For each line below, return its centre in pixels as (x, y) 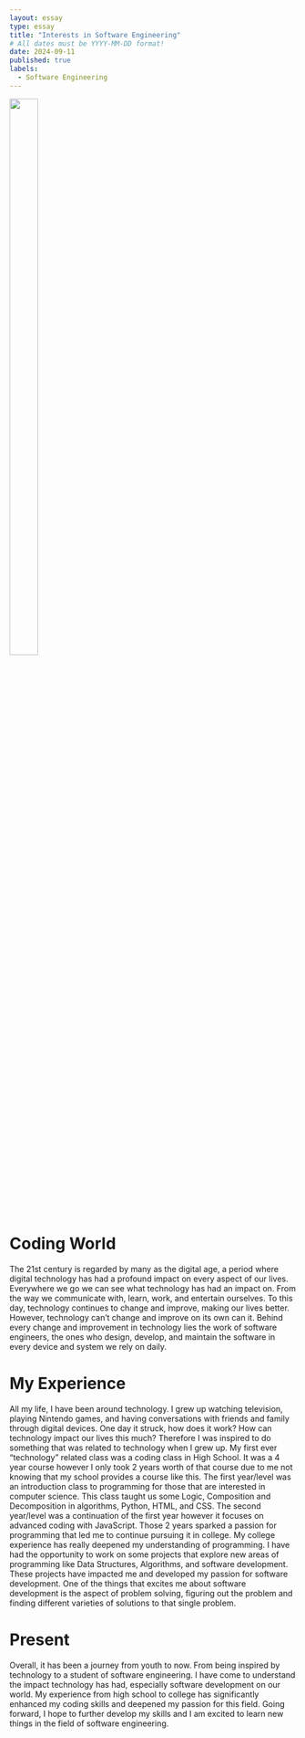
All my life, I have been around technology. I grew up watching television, (147, 1408)
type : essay (32, 26)
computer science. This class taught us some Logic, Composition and (140, 1496)
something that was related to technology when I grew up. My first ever (143, 1448)
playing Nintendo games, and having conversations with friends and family (149, 1418)
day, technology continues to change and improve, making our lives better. (149, 1308)
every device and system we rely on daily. (88, 1346)
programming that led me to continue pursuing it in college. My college (142, 1534)
